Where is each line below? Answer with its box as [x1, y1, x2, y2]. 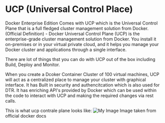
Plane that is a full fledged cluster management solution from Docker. [5, 25, 149, 31]
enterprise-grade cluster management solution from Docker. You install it [5, 36, 156, 42]
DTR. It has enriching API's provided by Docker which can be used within [5, 87, 157, 93]
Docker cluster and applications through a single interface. [5, 46, 127, 52]
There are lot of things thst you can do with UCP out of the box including [5, 56, 156, 62]
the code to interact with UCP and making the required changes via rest [5, 92, 154, 98]
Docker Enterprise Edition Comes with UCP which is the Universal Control [5, 20, 158, 26]
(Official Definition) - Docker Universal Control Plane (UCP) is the [5, 30, 140, 36]
